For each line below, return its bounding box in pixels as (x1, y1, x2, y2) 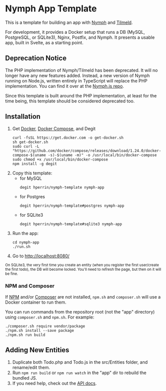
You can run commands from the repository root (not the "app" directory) (5, 309, 155, 314)
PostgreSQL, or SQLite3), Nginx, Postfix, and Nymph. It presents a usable (5, 34, 155, 40)
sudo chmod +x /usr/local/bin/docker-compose (12, 157, 108, 162)
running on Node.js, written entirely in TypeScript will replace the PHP (5, 78, 148, 83)
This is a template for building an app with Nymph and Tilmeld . (5, 19, 133, 25)
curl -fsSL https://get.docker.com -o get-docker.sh (12, 135, 124, 140)
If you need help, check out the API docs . (12, 380, 97, 386)
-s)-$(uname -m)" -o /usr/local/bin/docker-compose (48, 153, 157, 157)
